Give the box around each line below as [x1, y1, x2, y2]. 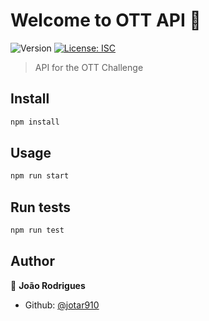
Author [10, 253, 55, 270]
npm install [10, 117, 60, 127]
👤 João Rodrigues [10, 279, 86, 291]
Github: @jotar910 [24, 299, 100, 311]
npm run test [10, 225, 65, 236]
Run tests [10, 199, 71, 216]
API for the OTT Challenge [34, 61, 144, 73]
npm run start [10, 171, 70, 181]
